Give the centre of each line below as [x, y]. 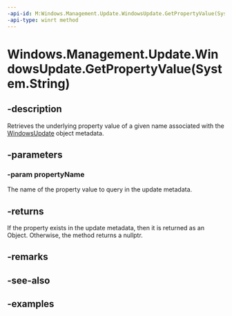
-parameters [35, 155]
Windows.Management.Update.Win [113, 54]
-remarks [28, 257]
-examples [31, 304]
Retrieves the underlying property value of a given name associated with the [116, 126]
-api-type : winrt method [43, 20]
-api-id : [20, 13]
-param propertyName [46, 174]
